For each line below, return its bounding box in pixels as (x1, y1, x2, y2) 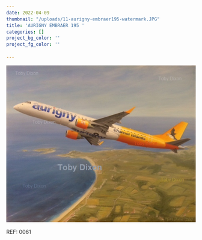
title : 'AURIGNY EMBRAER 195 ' (6, 22, 85, 28)
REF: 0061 (6, 229, 31, 236)
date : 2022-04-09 (6, 10, 50, 16)
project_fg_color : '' (6, 42, 61, 48)
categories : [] (6, 29, 44, 35)
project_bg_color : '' (6, 35, 61, 42)
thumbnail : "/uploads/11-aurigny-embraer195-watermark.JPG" (6, 16, 161, 22)
